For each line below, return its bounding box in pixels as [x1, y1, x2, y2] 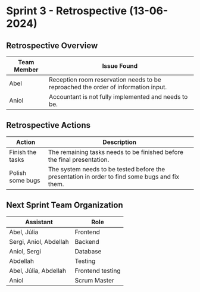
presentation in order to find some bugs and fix [48, 172, 180, 181]
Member [14, 65, 39, 74]
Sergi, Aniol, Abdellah [9, 237, 70, 246]
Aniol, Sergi [9, 247, 42, 255]
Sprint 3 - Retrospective [6, 4, 127, 18]
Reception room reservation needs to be [48, 76, 162, 84]
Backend [74, 237, 99, 246]
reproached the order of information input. [48, 83, 167, 91]
